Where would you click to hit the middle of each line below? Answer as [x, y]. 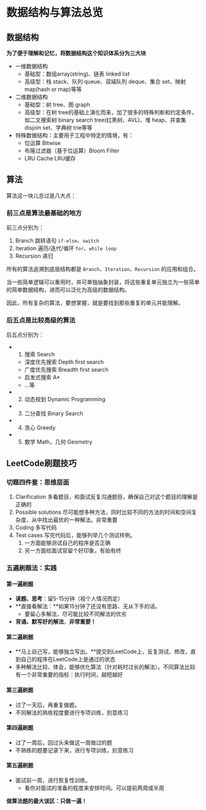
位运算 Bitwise [43, 143]
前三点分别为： [25, 227]
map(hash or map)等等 [53, 89]
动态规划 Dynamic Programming [65, 399]
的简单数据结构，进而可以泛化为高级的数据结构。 [68, 290]
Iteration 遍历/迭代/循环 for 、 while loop [66, 248]
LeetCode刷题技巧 [41, 463]
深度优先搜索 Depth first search [64, 362]
